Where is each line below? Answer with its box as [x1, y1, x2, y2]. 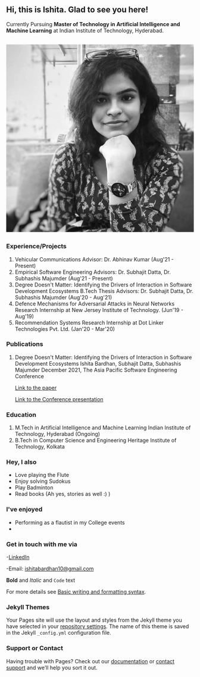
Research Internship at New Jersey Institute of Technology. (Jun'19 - [14, 306, 183, 313]
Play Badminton [14, 484, 54, 491]
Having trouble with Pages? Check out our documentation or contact [6, 657, 174, 664]
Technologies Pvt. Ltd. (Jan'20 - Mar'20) [14, 325, 115, 332]
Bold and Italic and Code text [6, 576, 76, 584]
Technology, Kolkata [14, 443, 65, 450]
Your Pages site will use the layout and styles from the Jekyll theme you [6, 616, 183, 624]
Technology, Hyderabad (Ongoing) [14, 430, 100, 438]
